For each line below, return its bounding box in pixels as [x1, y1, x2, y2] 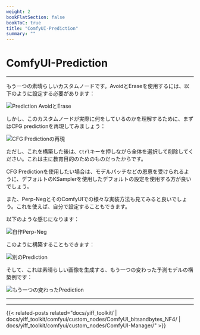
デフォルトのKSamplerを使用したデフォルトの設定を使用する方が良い [21, 176, 192, 183]
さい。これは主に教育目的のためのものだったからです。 [11, 155, 147, 162]
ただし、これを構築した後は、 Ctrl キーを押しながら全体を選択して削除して [6, 148, 189, 155]
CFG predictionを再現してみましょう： [11, 123, 106, 130]
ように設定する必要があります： [16, 90, 95, 97]
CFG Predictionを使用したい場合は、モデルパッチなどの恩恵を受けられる [6, 168, 185, 176]
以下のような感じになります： [6, 215, 79, 223]
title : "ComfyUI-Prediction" [6, 25, 79, 32]
